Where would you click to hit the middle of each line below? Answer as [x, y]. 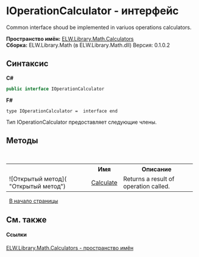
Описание [156, 169]
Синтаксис [27, 64]
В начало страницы [33, 201]
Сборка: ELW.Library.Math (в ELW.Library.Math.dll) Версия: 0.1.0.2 [88, 45]
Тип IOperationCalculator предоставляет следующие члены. [81, 122]
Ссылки [17, 234]
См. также [27, 219]
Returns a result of [149, 179]
